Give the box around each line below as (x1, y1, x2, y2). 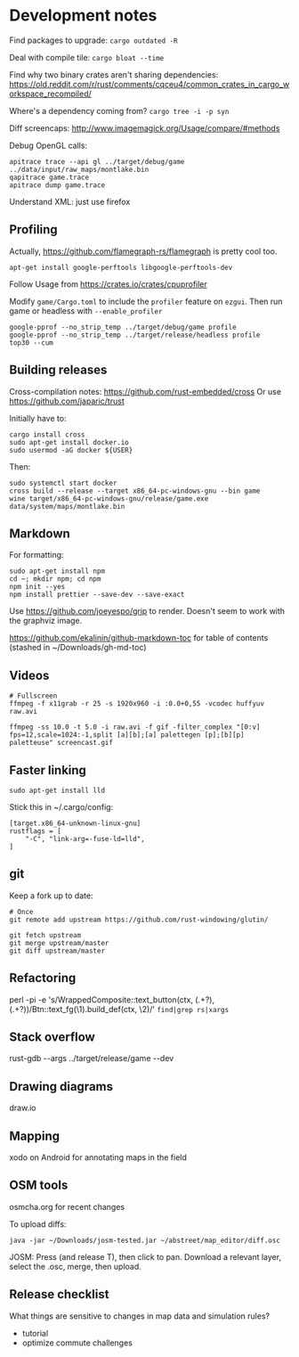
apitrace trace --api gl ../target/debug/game (9, 157, 185, 166)
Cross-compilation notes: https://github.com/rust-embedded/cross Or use (9, 386, 282, 396)
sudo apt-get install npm (9, 567, 105, 576)
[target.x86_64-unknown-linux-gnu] (9, 819, 141, 828)
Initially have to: (9, 413, 67, 423)
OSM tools (9, 1178, 69, 1193)
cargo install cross (9, 429, 86, 439)
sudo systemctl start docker (9, 478, 117, 487)
